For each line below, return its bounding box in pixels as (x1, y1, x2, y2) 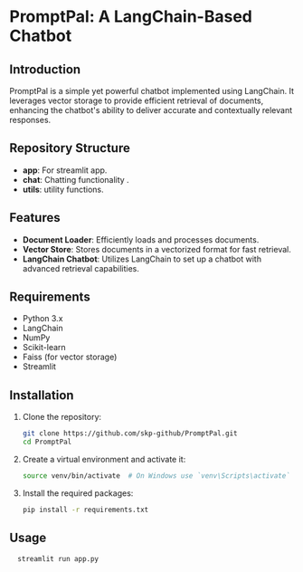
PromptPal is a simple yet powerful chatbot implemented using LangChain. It (9, 86, 295, 96)
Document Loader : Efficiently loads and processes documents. (22, 234, 260, 245)
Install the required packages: (22, 487, 134, 499)
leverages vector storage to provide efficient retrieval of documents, (9, 95, 264, 106)
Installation (9, 387, 74, 403)
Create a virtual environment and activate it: (22, 454, 186, 464)
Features (9, 210, 61, 225)
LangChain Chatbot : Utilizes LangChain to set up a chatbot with (22, 253, 262, 264)
